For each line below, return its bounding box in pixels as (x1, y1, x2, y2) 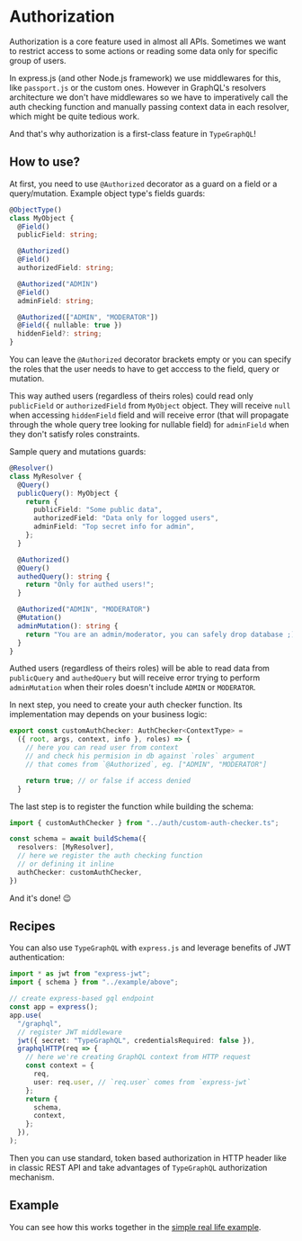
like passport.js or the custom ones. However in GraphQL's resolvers (9, 82, 267, 93)
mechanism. (9, 1172, 55, 1183)
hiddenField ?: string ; (17, 329, 102, 338)
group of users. (9, 55, 67, 66)
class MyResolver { (9, 472, 83, 481)
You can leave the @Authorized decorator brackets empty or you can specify (9, 354, 292, 364)
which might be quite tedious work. (9, 111, 140, 121)
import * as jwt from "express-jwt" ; (9, 969, 151, 978)
